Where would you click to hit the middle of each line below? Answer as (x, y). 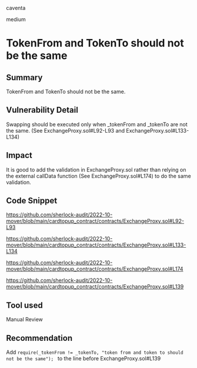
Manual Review (24, 320)
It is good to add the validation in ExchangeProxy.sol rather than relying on (96, 169)
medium (16, 19)
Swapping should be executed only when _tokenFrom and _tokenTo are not (97, 124)
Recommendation (39, 338)
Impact (19, 155)
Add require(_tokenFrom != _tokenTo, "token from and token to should (95, 352)
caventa (16, 8)
